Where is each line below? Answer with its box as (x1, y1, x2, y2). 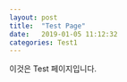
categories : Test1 (9, 37, 78, 47)
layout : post (9, 12, 58, 22)
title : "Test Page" (9, 21, 87, 30)
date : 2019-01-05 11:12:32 (9, 29, 118, 38)
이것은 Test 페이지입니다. (9, 63, 97, 74)
